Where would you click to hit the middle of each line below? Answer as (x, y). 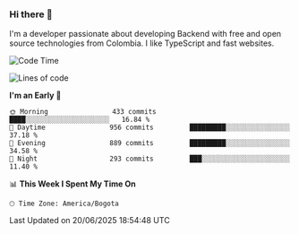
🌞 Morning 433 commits (83, 112)
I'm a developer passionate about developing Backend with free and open (145, 34)
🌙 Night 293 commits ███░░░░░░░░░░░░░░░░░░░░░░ (150, 159)
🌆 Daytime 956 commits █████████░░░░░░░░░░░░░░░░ (150, 128)
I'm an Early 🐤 (35, 95)
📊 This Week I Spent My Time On (73, 184)
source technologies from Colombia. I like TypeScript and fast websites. (142, 43)
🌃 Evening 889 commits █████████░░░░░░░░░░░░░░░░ (150, 143)
